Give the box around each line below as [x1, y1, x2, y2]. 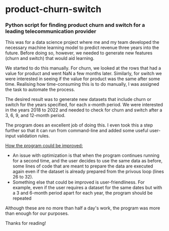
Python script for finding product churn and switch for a [5, 22, 145, 29]
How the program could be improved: [5, 143, 83, 149]
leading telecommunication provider [5, 28, 97, 35]
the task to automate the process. [5, 87, 75, 93]
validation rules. [17, 133, 50, 139]
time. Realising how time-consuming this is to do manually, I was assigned [5, 81, 159, 87]
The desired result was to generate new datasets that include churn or [5, 96, 151, 102]
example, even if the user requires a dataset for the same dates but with [12, 185, 162, 191]
